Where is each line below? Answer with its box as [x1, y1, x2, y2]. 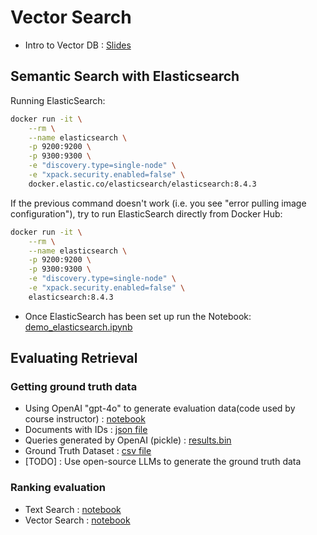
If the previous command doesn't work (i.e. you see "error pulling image [10, 197, 307, 209]
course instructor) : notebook [24, 413, 146, 425]
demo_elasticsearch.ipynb [24, 321, 133, 333]
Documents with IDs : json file [24, 424, 148, 436]
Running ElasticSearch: [10, 94, 106, 106]
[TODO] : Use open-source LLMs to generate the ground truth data [24, 456, 302, 468]
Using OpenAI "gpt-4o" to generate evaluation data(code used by [24, 402, 296, 415]
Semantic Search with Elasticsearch [10, 68, 240, 85]
